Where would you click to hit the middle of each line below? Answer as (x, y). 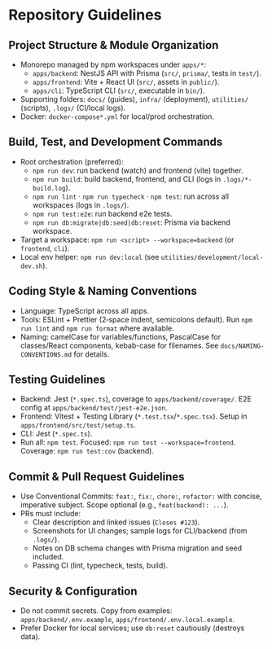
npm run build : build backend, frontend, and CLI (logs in (127, 179)
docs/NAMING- (242, 346)
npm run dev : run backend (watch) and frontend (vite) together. (138, 170)
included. (48, 557)
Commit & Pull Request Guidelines (97, 477)
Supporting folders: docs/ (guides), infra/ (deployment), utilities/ (134, 99)
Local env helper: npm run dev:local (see (90, 257)
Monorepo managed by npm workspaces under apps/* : (113, 64)
